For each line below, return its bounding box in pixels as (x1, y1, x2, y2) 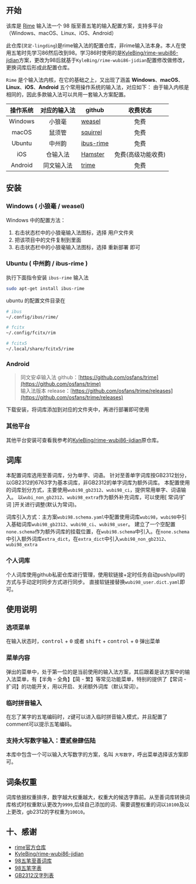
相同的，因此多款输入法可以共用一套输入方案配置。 (6, 91, 129, 98)
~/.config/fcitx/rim (6, 330, 57, 336)
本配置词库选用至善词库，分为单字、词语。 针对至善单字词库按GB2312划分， (6, 472, 190, 479)
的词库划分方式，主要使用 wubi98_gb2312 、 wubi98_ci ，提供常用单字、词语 (6, 486, 181, 493)
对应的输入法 (40, 106, 76, 114)
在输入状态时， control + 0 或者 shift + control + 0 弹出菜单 (6, 638, 160, 645)
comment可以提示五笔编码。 (6, 720, 75, 727)
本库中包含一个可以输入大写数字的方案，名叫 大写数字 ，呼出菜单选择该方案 (6, 751, 184, 758)
